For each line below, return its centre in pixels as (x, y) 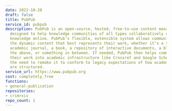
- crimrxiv (17, 96)
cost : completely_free (29, 77)
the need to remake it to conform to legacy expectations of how (81, 62)
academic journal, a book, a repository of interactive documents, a (85, 48)
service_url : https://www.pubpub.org (46, 72)
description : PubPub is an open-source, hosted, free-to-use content (81, 29)
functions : (17, 81)
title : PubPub (20, 19)
